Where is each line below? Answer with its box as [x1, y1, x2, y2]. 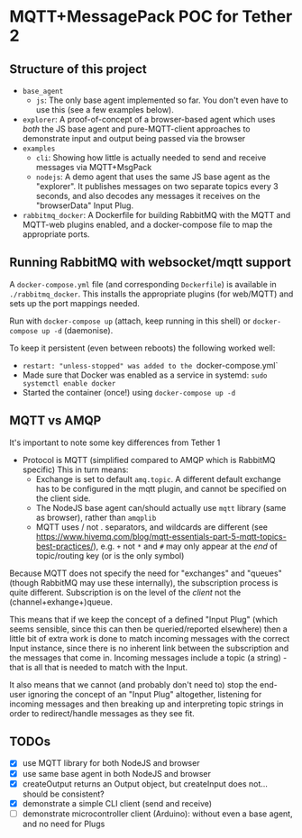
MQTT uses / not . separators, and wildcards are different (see [35, 521, 269, 533]
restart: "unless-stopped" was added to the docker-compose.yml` [22, 360, 279, 370]
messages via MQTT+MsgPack [35, 162, 152, 172]
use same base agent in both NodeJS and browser [22, 768, 212, 779]
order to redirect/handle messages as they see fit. [9, 707, 196, 718]
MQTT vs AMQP [9, 413, 102, 429]
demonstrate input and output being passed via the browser [22, 133, 246, 143]
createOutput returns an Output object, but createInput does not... [22, 778, 269, 789]
